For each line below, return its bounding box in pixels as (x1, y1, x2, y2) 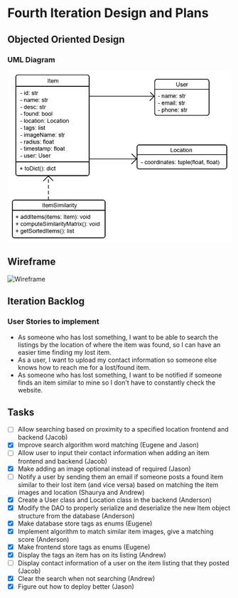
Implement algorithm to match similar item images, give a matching (17, 527, 215, 535)
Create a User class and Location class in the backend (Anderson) (17, 496, 212, 504)
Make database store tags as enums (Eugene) (17, 519, 153, 528)
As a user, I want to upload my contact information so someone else (17, 356, 217, 364)
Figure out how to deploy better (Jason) (17, 582, 135, 591)
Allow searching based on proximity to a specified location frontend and (17, 425, 229, 434)
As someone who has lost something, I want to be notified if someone (17, 370, 222, 379)
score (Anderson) (17, 535, 70, 543)
